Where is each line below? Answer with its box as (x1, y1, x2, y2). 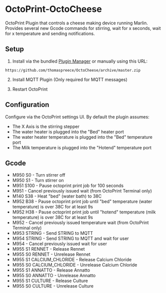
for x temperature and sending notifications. (5, 30, 95, 36)
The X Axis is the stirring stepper (12, 123, 80, 129)
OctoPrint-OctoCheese (5, 3, 102, 15)
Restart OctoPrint (12, 86, 48, 92)
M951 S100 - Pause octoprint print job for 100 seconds (12, 183, 124, 189)
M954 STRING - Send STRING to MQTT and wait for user (12, 235, 129, 242)
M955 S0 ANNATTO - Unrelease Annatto (12, 273, 96, 279)
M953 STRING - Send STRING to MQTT (12, 230, 93, 236)
